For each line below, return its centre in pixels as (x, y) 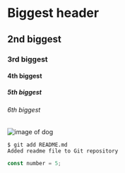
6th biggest (24, 110)
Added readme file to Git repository (63, 151)
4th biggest (25, 76)
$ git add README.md (38, 145)
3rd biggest (28, 59)
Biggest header (53, 13)
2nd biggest (34, 39)
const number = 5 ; (34, 163)
